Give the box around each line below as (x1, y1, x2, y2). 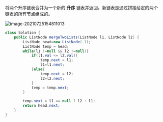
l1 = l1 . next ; (40, 62, 65, 67)
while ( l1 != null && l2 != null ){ (23, 49, 89, 54)
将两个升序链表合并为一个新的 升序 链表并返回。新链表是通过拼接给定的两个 (5, 5, 158, 10)
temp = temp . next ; (31, 85, 69, 90)
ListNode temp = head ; (23, 44, 69, 49)
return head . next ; (23, 103, 60, 108)
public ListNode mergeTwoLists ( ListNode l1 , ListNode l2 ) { (14, 34, 139, 40)
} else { (31, 67, 45, 72)
